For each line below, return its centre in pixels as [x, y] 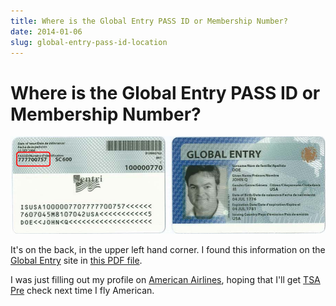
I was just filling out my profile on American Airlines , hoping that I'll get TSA [165, 280]
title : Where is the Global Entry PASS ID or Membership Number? [149, 21]
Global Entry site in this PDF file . [76, 261]
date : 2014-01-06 [46, 31]
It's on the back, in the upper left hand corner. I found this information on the [168, 250]
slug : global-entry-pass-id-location [89, 42]
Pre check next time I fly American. [82, 291]
